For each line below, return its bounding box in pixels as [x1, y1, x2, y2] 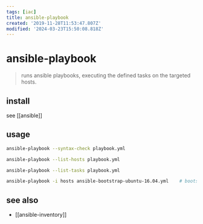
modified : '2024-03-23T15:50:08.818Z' [6, 25, 104, 32]
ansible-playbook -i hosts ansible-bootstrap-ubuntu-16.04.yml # [6, 178, 182, 185]
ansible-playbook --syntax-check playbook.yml [6, 145, 126, 151]
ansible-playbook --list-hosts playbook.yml [6, 156, 120, 162]
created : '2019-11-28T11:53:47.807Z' [6, 20, 101, 26]
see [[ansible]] [6, 112, 42, 119]
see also [6, 195, 39, 205]
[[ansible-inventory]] [14, 211, 67, 219]
